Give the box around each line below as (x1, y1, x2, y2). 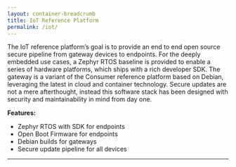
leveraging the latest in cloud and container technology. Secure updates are (7, 80, 227, 89)
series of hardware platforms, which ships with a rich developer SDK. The (7, 65, 221, 74)
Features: (7, 109, 37, 117)
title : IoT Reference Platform (7, 17, 99, 24)
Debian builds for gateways (17, 137, 97, 146)
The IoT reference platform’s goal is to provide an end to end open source (7, 43, 221, 51)
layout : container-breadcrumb (7, 10, 96, 18)
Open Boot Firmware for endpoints (17, 130, 118, 138)
